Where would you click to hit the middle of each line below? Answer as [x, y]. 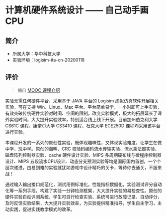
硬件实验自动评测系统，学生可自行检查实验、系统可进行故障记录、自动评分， [83, 197]
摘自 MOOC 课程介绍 [39, 90]
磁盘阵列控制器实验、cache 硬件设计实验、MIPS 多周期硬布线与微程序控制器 [83, 155]
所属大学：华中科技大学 [36, 54]
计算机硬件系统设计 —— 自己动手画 [77, 10]
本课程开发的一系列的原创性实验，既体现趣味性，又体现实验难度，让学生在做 [83, 142]
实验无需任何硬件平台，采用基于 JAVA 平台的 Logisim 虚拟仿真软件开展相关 [82, 101]
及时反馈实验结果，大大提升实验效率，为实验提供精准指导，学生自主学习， [81, 203]
